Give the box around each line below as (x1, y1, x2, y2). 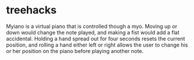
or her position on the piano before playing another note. (6, 47, 144, 54)
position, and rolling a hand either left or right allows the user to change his (6, 41, 188, 48)
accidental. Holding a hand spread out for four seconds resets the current (6, 35, 186, 42)
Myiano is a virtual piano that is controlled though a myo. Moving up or (6, 23, 177, 30)
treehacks (6, 3, 57, 17)
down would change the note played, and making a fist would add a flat (6, 29, 180, 36)
